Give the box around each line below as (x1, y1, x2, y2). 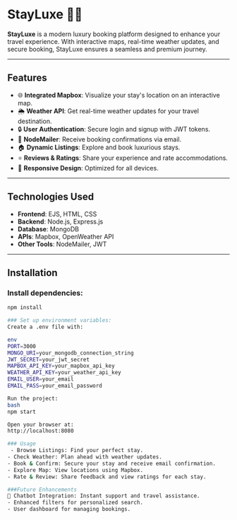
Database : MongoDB (17, 224, 80, 233)
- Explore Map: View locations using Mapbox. (7, 466, 143, 473)
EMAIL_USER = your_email (7, 376, 74, 383)
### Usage (7, 440, 37, 448)
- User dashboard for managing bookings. (7, 506, 131, 513)
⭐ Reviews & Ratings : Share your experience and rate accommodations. (17, 154, 228, 162)
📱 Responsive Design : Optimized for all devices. (17, 163, 159, 172)
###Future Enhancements (7, 486, 78, 493)
